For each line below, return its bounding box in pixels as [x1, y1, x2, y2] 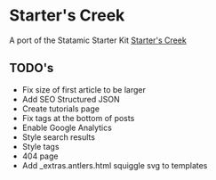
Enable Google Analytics [21, 122, 113, 133]
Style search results [21, 131, 96, 143]
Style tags [21, 141, 60, 151]
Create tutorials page [21, 103, 100, 114]
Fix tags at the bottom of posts [21, 112, 135, 123]
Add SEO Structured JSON [21, 94, 120, 104]
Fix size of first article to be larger [21, 84, 147, 94]
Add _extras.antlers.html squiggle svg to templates [21, 160, 208, 170]
